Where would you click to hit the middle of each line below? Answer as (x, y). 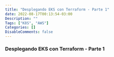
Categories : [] (20, 28)
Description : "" (21, 18)
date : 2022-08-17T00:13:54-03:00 (39, 14)
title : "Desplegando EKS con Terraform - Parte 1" (57, 9)
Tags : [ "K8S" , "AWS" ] (27, 23)
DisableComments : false (29, 32)
